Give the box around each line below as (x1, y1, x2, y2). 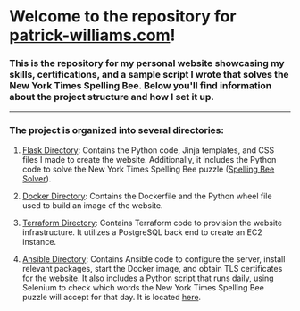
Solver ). (21, 172, 52, 184)
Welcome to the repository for (9, 6, 237, 27)
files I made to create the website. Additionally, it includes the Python (21, 154, 277, 164)
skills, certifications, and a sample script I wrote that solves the (9, 69, 289, 81)
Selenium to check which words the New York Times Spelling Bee (21, 282, 265, 292)
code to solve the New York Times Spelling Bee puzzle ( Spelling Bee (21, 164, 275, 174)
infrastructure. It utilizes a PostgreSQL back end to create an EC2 (21, 226, 262, 238)
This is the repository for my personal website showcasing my (9, 57, 285, 70)
